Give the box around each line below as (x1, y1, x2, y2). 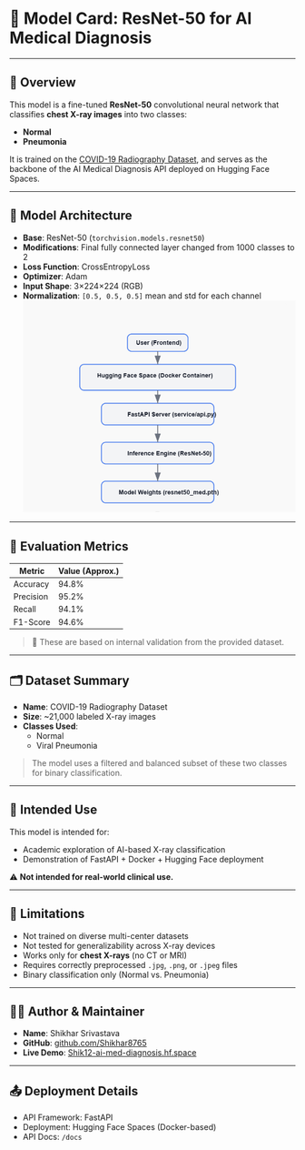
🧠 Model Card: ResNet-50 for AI (9, 8, 252, 29)
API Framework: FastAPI (22, 1112, 113, 1123)
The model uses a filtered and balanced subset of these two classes (31, 758, 288, 769)
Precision (13, 591, 48, 602)
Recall (13, 604, 36, 615)
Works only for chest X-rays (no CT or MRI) (22, 950, 188, 961)
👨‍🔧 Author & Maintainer (9, 1004, 145, 1020)
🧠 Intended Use (9, 802, 98, 818)
